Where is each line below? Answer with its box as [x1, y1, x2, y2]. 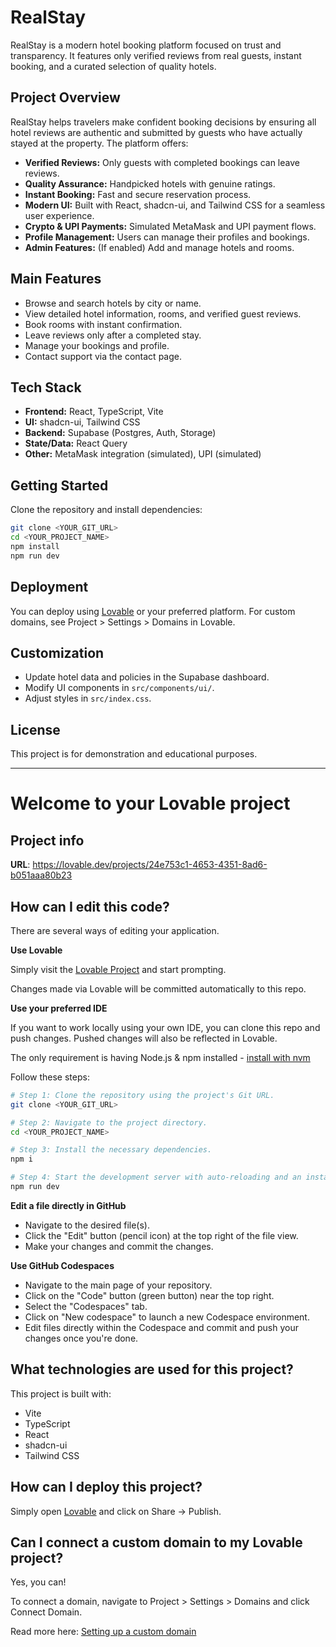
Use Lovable [10, 944, 63, 956]
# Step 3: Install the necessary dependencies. [10, 1145, 213, 1155]
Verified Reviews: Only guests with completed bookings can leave [24, 156, 300, 168]
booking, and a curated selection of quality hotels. [10, 60, 217, 72]
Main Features [10, 271, 102, 288]
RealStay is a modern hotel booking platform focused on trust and [10, 39, 282, 51]
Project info [10, 832, 85, 849]
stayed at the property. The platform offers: [10, 137, 189, 149]
